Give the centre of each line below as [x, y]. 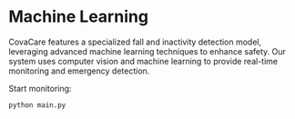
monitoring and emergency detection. [79, 71]
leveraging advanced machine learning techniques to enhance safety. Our [147, 51]
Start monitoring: [40, 88]
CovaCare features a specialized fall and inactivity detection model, [135, 42]
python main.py [37, 105]
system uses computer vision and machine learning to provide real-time [143, 61]
